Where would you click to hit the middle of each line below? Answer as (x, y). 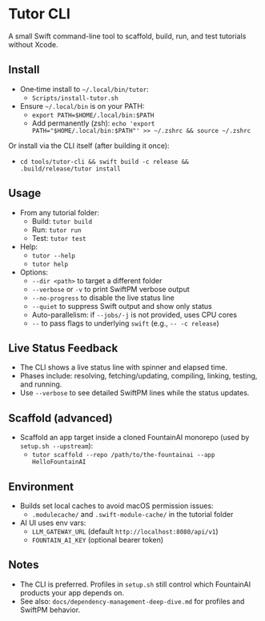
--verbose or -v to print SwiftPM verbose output (110, 289)
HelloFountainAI (59, 462)
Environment (41, 486)
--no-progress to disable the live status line (103, 298)
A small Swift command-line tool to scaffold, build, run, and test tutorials (127, 36)
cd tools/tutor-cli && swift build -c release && (104, 162)
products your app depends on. (72, 592)
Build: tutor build (62, 221)
